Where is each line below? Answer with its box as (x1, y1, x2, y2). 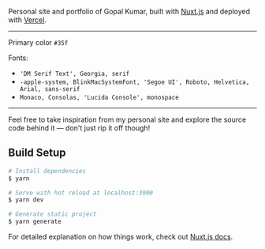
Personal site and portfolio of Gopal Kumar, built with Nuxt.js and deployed (8, 7, 251, 16)
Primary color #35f (8, 38, 69, 47)
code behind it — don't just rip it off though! (8, 123, 151, 133)
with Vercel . (8, 15, 47, 25)
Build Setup (8, 146, 66, 160)
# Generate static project (8, 210, 97, 218)
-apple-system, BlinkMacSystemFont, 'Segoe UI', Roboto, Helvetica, (19, 78, 250, 86)
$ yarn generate (8, 217, 62, 226)
